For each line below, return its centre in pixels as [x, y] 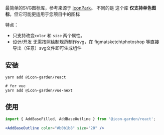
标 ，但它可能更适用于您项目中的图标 [43, 14]
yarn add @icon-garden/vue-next [39, 90]
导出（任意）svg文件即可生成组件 [47, 48]
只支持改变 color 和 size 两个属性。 [49, 35]
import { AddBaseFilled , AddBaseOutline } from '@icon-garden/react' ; [80, 119]
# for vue [16, 86]
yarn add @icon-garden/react [36, 77]
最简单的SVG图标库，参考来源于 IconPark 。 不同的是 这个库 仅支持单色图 [81, 8]
